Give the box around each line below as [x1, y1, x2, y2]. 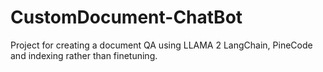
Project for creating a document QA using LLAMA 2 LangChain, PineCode [10, 39, 313, 51]
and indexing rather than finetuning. [10, 49, 158, 61]
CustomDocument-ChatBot [10, 6, 243, 29]
